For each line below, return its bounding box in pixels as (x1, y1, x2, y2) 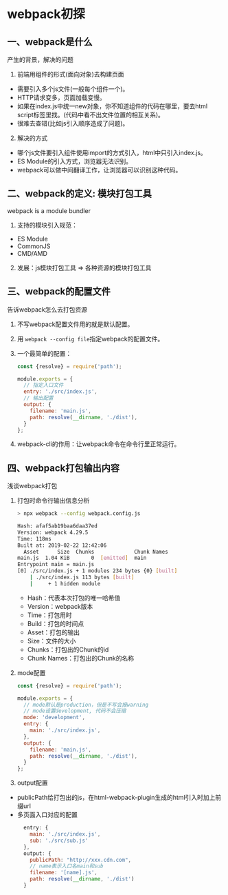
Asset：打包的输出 (27, 628, 80, 636)
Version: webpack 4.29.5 (16, 529, 89, 536)
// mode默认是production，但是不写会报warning (23, 701, 149, 708)
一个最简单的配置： (16, 349, 72, 357)
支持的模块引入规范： (16, 221, 78, 229)
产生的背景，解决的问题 (7, 56, 73, 63)
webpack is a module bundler (7, 206, 91, 214)
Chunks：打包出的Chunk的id (27, 645, 109, 654)
